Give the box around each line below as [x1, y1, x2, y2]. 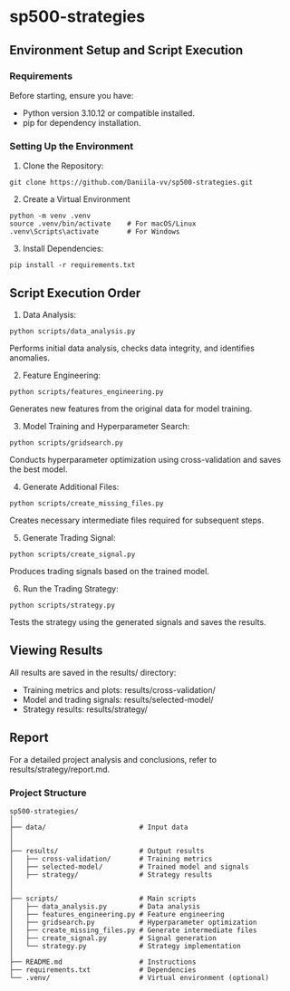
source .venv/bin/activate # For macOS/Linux [9, 219, 197, 228]
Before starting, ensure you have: [9, 90, 134, 101]
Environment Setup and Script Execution [9, 43, 244, 58]
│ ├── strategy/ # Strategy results [9, 870, 213, 880]
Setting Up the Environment [9, 140, 134, 152]
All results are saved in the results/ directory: [9, 667, 177, 678]
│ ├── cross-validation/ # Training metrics [9, 854, 213, 863]
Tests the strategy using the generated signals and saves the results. [9, 616, 266, 627]
